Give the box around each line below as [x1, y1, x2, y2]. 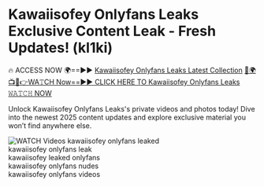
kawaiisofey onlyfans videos [8, 169, 101, 178]
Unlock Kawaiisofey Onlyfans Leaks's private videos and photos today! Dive [8, 104, 255, 113]
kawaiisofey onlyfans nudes [8, 161, 99, 170]
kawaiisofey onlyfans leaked [67, 136, 160, 145]
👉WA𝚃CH [8, 77, 55, 86]
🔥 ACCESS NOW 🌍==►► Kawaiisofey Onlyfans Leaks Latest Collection [8, 65, 243, 75]
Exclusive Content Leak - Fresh [8, 22, 217, 40]
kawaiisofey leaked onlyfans [8, 152, 101, 162]
